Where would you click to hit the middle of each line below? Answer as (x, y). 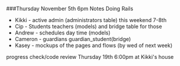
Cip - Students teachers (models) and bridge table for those (88, 26)
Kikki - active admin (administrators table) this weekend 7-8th (91, 20)
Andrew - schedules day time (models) (63, 33)
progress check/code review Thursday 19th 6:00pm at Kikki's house (90, 57)
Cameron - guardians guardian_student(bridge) (73, 39)
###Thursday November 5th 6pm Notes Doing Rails (70, 9)
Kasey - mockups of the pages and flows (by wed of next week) (94, 45)
